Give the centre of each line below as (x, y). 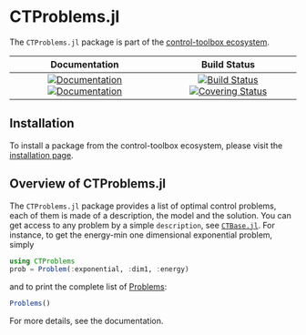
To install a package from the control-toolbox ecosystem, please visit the (146, 145)
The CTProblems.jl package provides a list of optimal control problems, (143, 206)
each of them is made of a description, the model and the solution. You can (150, 215)
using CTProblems (42, 261)
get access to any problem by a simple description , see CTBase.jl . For (143, 225)
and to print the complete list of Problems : (88, 287)
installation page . (42, 155)
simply (22, 244)
